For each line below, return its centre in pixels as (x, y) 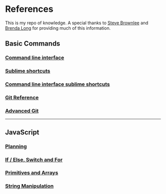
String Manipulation (29, 186)
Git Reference (22, 97)
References (29, 9)
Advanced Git (22, 111)
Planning (16, 146)
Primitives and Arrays (32, 173)
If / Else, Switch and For (34, 159)
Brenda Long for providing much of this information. (58, 28)
